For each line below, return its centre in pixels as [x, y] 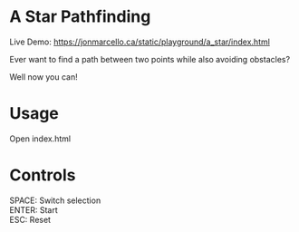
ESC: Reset [30, 219]
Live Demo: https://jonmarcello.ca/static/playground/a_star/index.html [140, 42]
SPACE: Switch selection [55, 200]
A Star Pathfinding [80, 17]
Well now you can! [44, 77]
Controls [43, 175]
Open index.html [40, 139]
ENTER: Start [34, 209]
